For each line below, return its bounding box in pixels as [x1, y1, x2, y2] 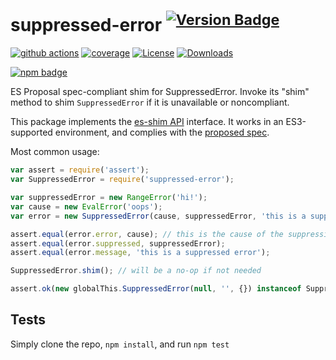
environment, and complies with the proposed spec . [54, 126, 270, 139]
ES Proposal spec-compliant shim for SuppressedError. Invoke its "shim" [10, 86, 310, 98]
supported [10, 126, 53, 139]
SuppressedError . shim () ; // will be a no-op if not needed [10, 266, 262, 276]
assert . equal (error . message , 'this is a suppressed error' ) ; [10, 248, 271, 258]
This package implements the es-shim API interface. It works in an [10, 116, 284, 128]
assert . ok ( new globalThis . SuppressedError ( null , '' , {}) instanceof [10, 284, 302, 294]
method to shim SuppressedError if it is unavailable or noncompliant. [10, 96, 290, 109]
